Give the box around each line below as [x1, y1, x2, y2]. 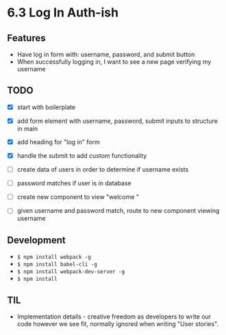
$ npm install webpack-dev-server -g [16, 268, 125, 275]
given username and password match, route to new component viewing [16, 207, 220, 215]
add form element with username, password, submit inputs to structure [16, 117, 218, 125]
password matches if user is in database [16, 179, 131, 187]
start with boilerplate [16, 103, 76, 111]
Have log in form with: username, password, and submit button [16, 50, 195, 58]
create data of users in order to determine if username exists [16, 165, 189, 174]
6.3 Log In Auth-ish [7, 5, 118, 21]
